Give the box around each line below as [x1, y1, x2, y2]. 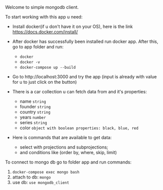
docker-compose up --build [19, 65, 76, 70]
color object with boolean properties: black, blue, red [19, 125, 139, 131]
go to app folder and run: [12, 44, 64, 49]
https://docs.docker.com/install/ [12, 29, 78, 34]
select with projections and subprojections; [19, 144, 108, 150]
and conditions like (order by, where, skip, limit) [19, 150, 117, 155]
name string [19, 98, 46, 104]
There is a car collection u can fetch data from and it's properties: [12, 89, 147, 94]
